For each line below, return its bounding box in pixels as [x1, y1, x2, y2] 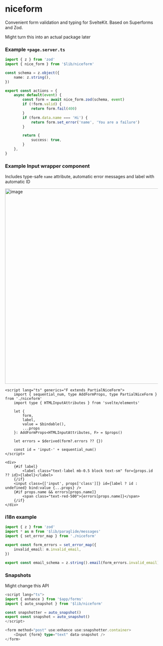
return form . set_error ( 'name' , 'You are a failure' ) [31, 120, 140, 125]
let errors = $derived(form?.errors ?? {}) [14, 439, 103, 444]
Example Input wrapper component [5, 163, 90, 169]
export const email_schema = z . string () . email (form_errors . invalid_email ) [5, 560, 160, 565]
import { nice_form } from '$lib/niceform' [5, 62, 95, 66]
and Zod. [5, 24, 23, 30]
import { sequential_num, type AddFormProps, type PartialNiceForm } [14, 392, 158, 397]
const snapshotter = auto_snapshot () [5, 610, 81, 615]
